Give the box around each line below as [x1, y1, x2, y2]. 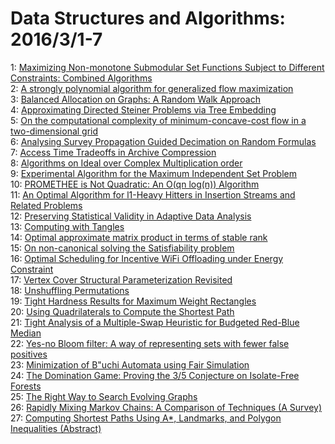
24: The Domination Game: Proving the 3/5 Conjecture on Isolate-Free [10, 369, 300, 381]
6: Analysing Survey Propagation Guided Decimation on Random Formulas [10, 135, 317, 147]
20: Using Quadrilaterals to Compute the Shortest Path [10, 305, 235, 317]
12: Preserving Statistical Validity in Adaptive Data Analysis [10, 210, 252, 222]
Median [10, 327, 42, 339]
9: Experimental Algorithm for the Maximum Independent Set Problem [10, 167, 298, 179]
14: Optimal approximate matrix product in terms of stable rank [10, 231, 268, 243]
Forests [10, 380, 42, 392]
